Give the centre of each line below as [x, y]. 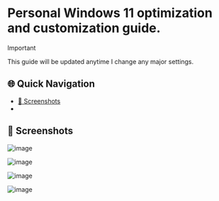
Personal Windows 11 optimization [110, 13]
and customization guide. [84, 28]
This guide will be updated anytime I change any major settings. [100, 61]
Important [22, 48]
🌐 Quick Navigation [51, 84]
